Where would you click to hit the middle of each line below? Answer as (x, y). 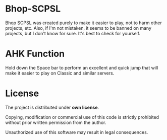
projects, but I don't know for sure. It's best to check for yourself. (73, 33)
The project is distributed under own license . (52, 107)
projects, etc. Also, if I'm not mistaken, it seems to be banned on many (78, 28)
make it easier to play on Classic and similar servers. (60, 73)
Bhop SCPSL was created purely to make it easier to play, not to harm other (84, 23)
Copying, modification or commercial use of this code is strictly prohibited (82, 117)
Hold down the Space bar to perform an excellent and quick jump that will (82, 67)
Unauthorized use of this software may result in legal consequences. (77, 132)
